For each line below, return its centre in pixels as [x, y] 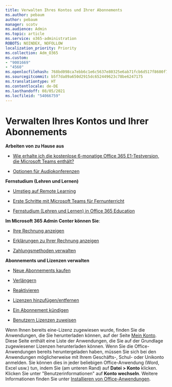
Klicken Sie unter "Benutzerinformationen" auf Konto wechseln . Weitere [81, 374]
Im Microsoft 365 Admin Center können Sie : [53, 221]
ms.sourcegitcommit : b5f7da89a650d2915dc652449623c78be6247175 [74, 77]
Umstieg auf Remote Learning [44, 191]
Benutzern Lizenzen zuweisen [45, 320]
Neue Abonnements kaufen [41, 271]
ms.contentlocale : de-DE [32, 86]
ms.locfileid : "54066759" [33, 96]
